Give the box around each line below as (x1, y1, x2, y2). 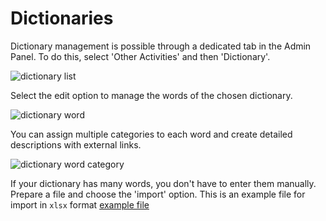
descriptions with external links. (10, 138, 142, 151)
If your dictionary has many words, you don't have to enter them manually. (10, 177, 317, 189)
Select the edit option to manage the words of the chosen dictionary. (10, 89, 293, 101)
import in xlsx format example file (10, 198, 150, 211)
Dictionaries (10, 7, 114, 30)
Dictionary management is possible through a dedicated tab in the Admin (10, 40, 312, 52)
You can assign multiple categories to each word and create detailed (10, 128, 293, 140)
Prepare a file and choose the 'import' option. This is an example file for (10, 188, 306, 200)
